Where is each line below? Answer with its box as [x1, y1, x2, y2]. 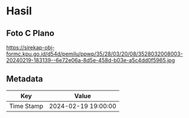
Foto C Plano [6, 28, 55, 38]
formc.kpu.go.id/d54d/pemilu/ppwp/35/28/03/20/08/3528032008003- [6, 50, 183, 58]
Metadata [6, 74, 43, 84]
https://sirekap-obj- [6, 44, 55, 51]
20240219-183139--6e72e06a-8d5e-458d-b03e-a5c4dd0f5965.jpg [6, 57, 175, 63]
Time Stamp [9, 102, 44, 110]
